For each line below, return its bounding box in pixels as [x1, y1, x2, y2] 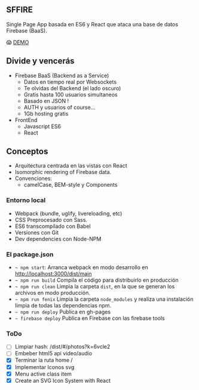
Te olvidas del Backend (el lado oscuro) [23, 84, 121, 92]
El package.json [6, 250, 54, 258]
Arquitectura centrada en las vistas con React [14, 162, 127, 169]
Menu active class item [14, 370, 72, 377]
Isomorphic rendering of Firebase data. [14, 169, 112, 176]
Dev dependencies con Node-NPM [14, 235, 102, 242]
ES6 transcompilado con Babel [14, 223, 91, 230]
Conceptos [6, 147, 48, 157]
